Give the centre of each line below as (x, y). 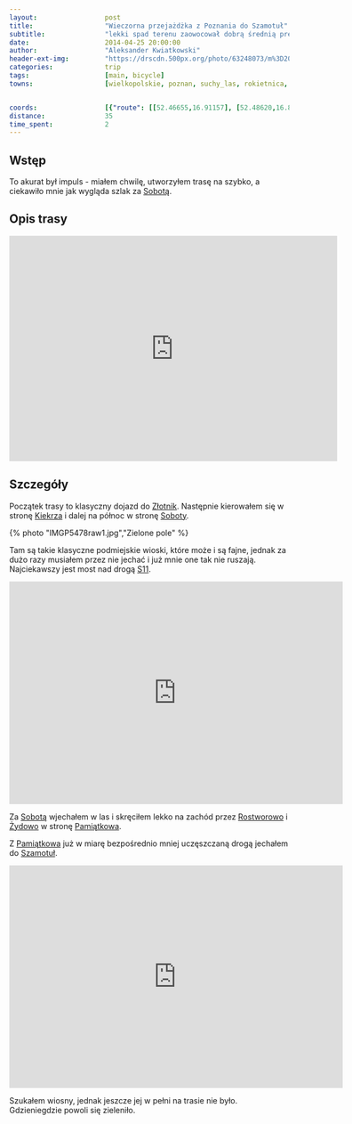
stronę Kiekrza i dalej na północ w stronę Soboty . (99, 515)
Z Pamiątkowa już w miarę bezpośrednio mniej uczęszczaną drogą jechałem (149, 843)
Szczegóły (39, 485)
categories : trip (65, 68)
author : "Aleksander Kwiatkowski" (105, 51)
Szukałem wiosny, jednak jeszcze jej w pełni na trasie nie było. (124, 1100)
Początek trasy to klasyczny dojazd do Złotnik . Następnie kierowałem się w (147, 506)
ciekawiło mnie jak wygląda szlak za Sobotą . (91, 191)
